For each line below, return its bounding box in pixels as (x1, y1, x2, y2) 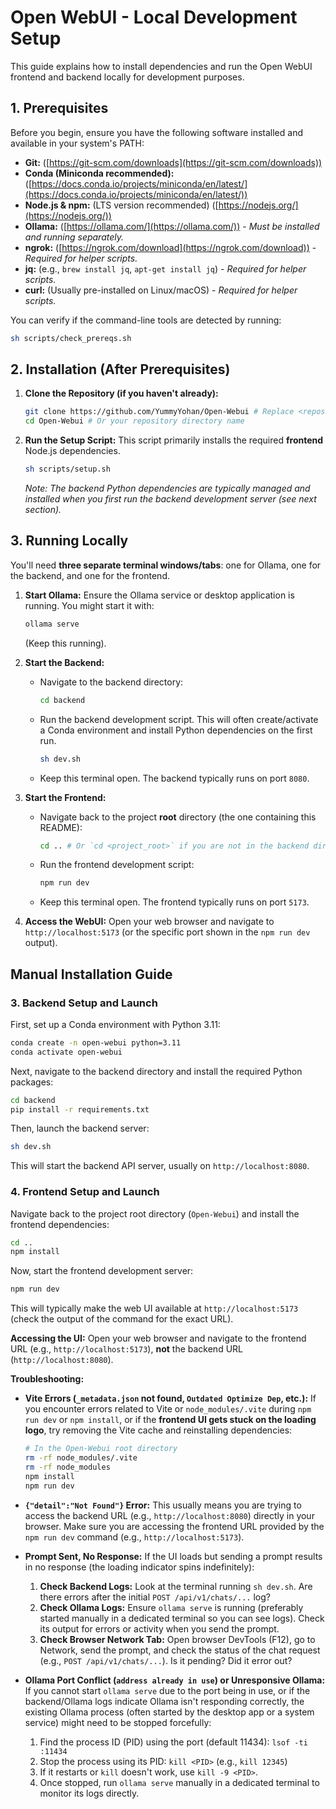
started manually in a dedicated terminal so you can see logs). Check (39, 1612, 325, 1624)
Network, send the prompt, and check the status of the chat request (39, 1644, 321, 1656)
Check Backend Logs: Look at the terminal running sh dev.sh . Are (39, 1580, 313, 1592)
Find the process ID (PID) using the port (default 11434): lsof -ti (39, 1736, 308, 1748)
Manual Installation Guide (10, 966, 173, 983)
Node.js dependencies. (24, 445, 121, 457)
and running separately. (24, 231, 125, 243)
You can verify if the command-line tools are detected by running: (10, 314, 282, 326)
